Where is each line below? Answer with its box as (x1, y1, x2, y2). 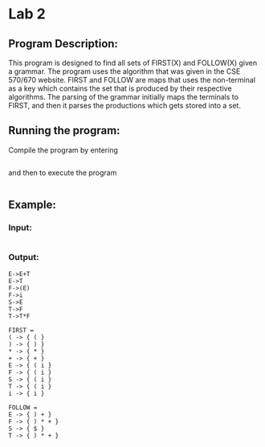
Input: (8, 222, 32, 234)
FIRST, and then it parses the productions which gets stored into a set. (8, 101, 241, 110)
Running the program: (8, 124, 120, 137)
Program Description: (8, 37, 119, 51)
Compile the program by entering (8, 145, 119, 155)
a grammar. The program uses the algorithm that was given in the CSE (8, 67, 241, 76)
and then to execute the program (8, 168, 117, 177)
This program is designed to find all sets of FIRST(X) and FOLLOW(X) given (8, 58, 258, 67)
